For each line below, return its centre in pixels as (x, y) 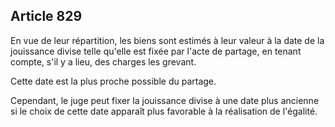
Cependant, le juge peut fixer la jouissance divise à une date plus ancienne (165, 100)
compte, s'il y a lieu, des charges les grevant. (103, 61)
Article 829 (46, 16)
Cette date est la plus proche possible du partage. (113, 81)
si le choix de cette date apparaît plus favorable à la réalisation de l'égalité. (164, 111)
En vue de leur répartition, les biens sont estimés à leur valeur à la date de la (167, 40)
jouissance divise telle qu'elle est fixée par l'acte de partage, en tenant (156, 51)
